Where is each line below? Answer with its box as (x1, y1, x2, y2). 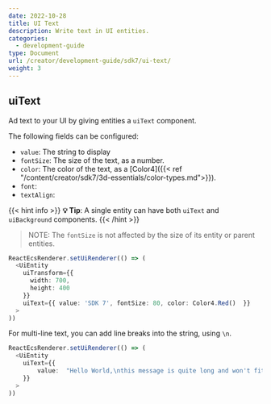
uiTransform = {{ (23, 269, 74, 277)
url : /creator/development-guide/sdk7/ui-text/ (8, 57, 172, 65)
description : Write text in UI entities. (8, 27, 150, 35)
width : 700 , (29, 277, 70, 285)
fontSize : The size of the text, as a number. (19, 155, 165, 165)
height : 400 (29, 284, 70, 293)
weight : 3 (8, 65, 42, 73)
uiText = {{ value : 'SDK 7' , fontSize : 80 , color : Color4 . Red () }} (23, 299, 251, 307)
